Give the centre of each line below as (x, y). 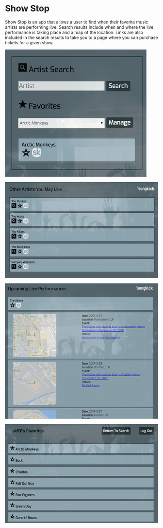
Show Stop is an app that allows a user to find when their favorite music (77, 22)
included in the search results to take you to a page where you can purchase (81, 38)
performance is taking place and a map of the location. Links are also (74, 32)
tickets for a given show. (29, 42)
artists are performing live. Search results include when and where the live (79, 27)
